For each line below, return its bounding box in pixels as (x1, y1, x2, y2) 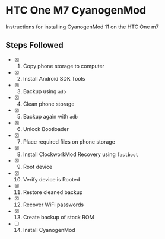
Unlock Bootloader (23, 125, 69, 132)
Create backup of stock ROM (23, 213, 94, 221)
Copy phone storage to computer (23, 62, 105, 69)
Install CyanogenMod (23, 226, 75, 233)
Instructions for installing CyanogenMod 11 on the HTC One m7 (5, 23, 159, 30)
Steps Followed (5, 40, 64, 50)
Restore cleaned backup (23, 188, 83, 196)
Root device (23, 163, 53, 170)
